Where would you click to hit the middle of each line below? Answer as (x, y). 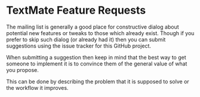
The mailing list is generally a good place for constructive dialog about (93, 27)
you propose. (22, 70)
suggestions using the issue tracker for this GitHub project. (79, 46)
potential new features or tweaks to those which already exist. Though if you (100, 33)
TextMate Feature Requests (76, 10)
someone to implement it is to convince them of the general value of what (97, 64)
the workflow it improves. (37, 87)
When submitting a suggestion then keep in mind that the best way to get (96, 57)
